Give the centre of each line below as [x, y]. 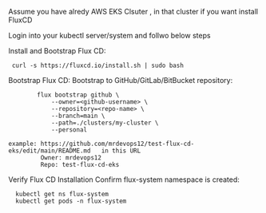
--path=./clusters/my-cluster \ [105, 123]
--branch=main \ [78, 116]
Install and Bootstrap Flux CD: [57, 51]
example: [23, 144]
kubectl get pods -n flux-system [71, 201]
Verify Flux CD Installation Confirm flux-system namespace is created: [124, 179]
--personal [69, 130]
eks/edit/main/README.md [50, 151]
